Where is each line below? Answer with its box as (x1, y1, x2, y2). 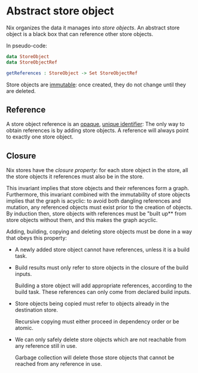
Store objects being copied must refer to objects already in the (14, 300, 169, 307)
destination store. (14, 306, 59, 314)
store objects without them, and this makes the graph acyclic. (6, 216, 158, 224)
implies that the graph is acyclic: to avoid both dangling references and (6, 197, 181, 204)
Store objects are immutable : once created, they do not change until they (6, 81, 187, 88)
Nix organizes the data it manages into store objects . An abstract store (6, 24, 180, 31)
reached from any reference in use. (14, 360, 102, 368)
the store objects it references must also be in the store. (6, 173, 144, 181)
